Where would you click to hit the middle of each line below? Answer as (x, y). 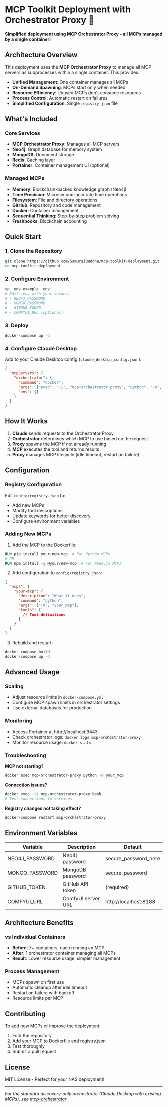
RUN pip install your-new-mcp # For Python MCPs (58, 554)
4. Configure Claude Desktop (41, 348)
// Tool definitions (44, 615)
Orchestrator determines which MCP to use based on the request (80, 438)
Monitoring (19, 721)
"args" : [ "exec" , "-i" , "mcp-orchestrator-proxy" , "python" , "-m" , (90, 387)
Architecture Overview (41, 55)
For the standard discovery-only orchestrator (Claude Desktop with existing (83, 1093)
